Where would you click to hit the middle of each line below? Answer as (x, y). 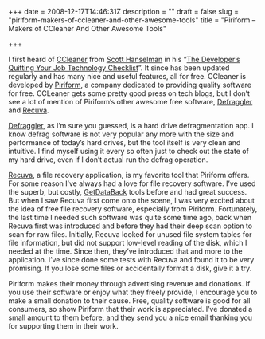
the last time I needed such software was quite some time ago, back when (130, 217)
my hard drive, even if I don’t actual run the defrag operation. (108, 160)
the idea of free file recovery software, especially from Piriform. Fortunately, (133, 209)
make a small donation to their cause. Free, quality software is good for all (129, 301)
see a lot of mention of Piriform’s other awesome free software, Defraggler (131, 102)
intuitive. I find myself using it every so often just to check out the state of (129, 151)
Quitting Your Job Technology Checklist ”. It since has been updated (119, 68)
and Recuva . (29, 110)
